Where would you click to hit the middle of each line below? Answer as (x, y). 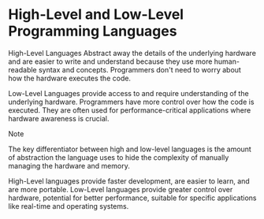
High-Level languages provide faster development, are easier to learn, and (129, 181)
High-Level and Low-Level (96, 15)
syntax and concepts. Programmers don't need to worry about (140, 69)
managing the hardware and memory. (69, 165)
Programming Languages (93, 31)
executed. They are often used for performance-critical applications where (130, 110)
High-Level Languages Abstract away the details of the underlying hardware (132, 53)
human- (227, 61)
